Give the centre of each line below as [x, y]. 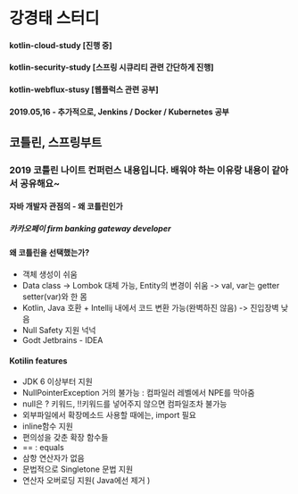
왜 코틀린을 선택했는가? [50, 253]
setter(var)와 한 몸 [54, 297]
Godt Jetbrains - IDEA [62, 340]
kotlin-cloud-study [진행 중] [61, 45]
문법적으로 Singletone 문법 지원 [78, 469]
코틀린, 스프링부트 [56, 142]
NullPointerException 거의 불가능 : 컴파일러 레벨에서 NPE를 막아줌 [138, 393]
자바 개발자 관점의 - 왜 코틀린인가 [66, 206]
